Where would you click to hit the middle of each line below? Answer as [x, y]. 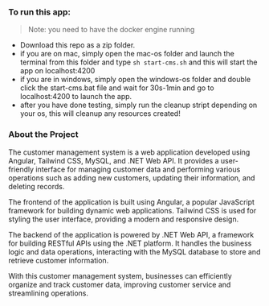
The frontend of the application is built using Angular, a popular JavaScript [132, 202]
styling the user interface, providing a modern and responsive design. [124, 219]
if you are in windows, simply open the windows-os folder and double [135, 80]
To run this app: [39, 12]
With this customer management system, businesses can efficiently [120, 275]
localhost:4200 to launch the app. [76, 97]
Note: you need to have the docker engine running [111, 30]
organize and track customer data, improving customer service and [120, 284]
